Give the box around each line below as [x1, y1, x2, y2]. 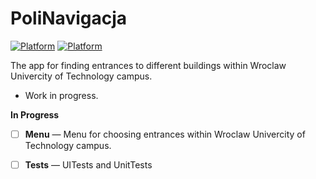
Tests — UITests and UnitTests [24, 159, 153, 171]
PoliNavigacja [10, 7, 128, 30]
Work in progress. [24, 89, 99, 101]
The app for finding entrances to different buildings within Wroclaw [10, 59, 287, 71]
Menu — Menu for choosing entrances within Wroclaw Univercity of [24, 128, 306, 140]
